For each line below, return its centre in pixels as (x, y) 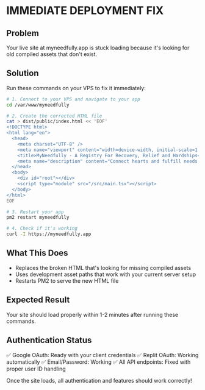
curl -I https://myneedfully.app (49, 234)
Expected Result (38, 300)
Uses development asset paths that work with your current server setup (106, 274)
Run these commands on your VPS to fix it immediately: (76, 88)
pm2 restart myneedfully (38, 218)
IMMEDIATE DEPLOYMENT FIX (85, 11)
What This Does (37, 253)
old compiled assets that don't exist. (52, 54)
